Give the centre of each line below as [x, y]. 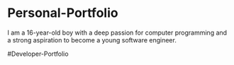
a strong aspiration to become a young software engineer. [92, 40]
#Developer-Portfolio [38, 54]
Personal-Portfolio [63, 13]
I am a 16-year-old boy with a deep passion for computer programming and [117, 32]
